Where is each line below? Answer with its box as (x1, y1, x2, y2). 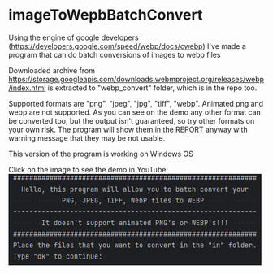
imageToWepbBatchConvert (8, 6, 203, 24)
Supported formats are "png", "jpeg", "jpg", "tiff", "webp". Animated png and (8, 98, 264, 108)
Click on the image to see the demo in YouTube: (8, 164, 169, 174)
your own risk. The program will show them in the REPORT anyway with (8, 124, 248, 134)
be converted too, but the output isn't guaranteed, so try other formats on (8, 115, 255, 125)
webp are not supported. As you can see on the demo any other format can (8, 107, 262, 117)
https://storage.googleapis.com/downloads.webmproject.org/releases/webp (8, 74, 265, 84)
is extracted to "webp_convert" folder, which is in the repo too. (47, 83, 258, 93)
